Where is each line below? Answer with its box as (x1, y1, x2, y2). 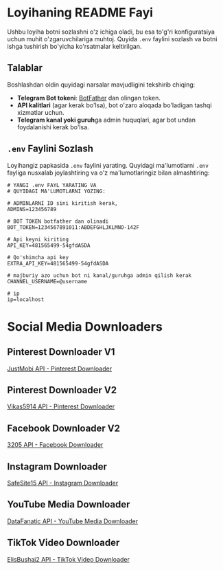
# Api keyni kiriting (7, 236, 69, 243)
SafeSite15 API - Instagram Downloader (7, 479, 119, 487)
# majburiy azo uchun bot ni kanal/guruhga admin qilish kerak (7, 272, 192, 279)
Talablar (7, 62, 43, 74)
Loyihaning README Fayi (7, 5, 153, 21)
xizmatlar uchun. (16, 108, 64, 116)
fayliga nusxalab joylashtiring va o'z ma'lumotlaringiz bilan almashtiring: (7, 168, 210, 177)
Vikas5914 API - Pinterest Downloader (7, 402, 115, 410)
